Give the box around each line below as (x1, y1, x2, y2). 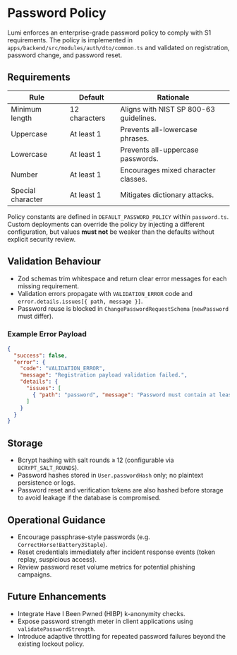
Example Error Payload (7, 329, 87, 339)
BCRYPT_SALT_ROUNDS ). (17, 464, 79, 472)
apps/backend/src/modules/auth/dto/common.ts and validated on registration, (7, 43, 230, 52)
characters (69, 113, 106, 123)
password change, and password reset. (7, 51, 123, 59)
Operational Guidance (7, 514, 106, 526)
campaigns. (17, 570, 52, 579)
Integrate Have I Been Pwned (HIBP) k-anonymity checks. (17, 609, 186, 618)
